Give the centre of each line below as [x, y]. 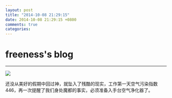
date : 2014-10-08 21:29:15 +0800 [41, 19]
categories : [18, 29]
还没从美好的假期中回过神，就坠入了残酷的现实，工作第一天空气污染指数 [81, 84]
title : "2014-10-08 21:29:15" [38, 15]
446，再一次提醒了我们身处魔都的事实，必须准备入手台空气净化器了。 [79, 90]
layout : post [19, 10]
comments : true [21, 24]
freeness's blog [39, 55]
